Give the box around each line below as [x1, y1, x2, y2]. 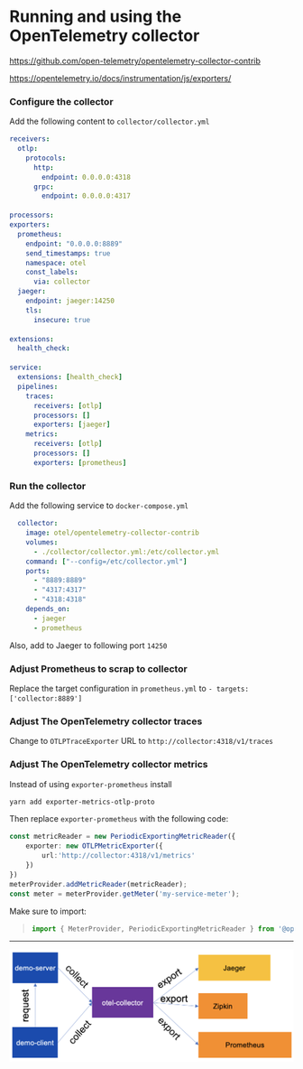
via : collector [32, 277, 91, 286]
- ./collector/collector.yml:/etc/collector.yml [32, 547, 220, 556]
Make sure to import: [9, 906, 87, 916]
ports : [25, 566, 50, 575]
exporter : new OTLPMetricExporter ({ [25, 841, 164, 851]
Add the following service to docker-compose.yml [9, 500, 189, 511]
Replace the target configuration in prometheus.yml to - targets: [9, 683, 250, 693]
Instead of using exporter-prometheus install [9, 778, 173, 789]
